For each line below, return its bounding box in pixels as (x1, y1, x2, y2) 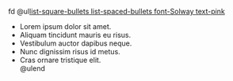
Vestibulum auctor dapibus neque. (19, 39, 132, 48)
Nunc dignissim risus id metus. (19, 47, 120, 56)
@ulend (19, 64, 45, 73)
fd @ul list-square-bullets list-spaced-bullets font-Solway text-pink (8, 7, 226, 16)
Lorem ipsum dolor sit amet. (19, 22, 112, 31)
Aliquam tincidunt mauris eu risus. (19, 31, 132, 39)
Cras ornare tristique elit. (19, 55, 101, 64)
